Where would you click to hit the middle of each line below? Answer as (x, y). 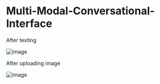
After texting (21, 40)
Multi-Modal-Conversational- (81, 11)
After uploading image (33, 63)
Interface (29, 24)
